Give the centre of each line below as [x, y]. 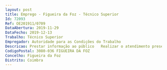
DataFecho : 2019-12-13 [29, 33]
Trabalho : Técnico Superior [34, 37]
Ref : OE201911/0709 [25, 23]
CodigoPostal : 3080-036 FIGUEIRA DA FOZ [48, 51]
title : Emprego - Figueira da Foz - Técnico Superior [62, 14]
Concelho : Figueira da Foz [33, 55]
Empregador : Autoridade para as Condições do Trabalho [63, 42]
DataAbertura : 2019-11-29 [32, 28]
